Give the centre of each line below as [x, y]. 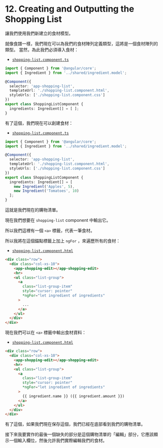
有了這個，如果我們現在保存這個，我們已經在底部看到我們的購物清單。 [75, 424]
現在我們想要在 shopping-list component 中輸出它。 [58, 220]
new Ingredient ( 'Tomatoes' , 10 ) [46, 191]
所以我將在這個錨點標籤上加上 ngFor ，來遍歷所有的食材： [63, 241]
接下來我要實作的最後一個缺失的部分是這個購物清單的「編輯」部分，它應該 [79, 434]
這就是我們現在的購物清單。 [33, 210]
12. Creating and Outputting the [70, 9]
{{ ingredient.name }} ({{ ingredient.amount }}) [73, 396]
